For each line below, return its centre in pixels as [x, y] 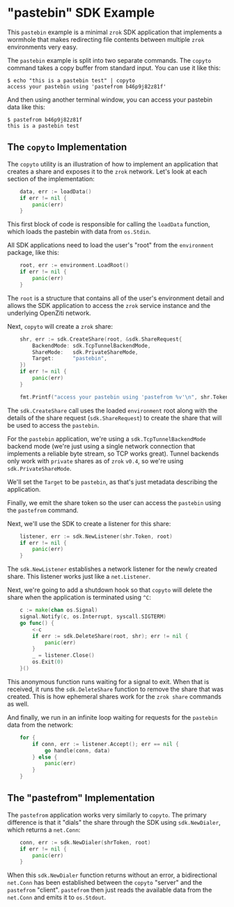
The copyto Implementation [67, 147]
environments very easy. [42, 47]
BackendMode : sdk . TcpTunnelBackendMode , [92, 346]
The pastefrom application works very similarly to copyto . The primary [107, 815]
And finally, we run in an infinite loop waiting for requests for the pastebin [112, 717]
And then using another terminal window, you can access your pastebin [110, 100]
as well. [18, 704]
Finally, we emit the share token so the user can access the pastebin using [114, 502]
